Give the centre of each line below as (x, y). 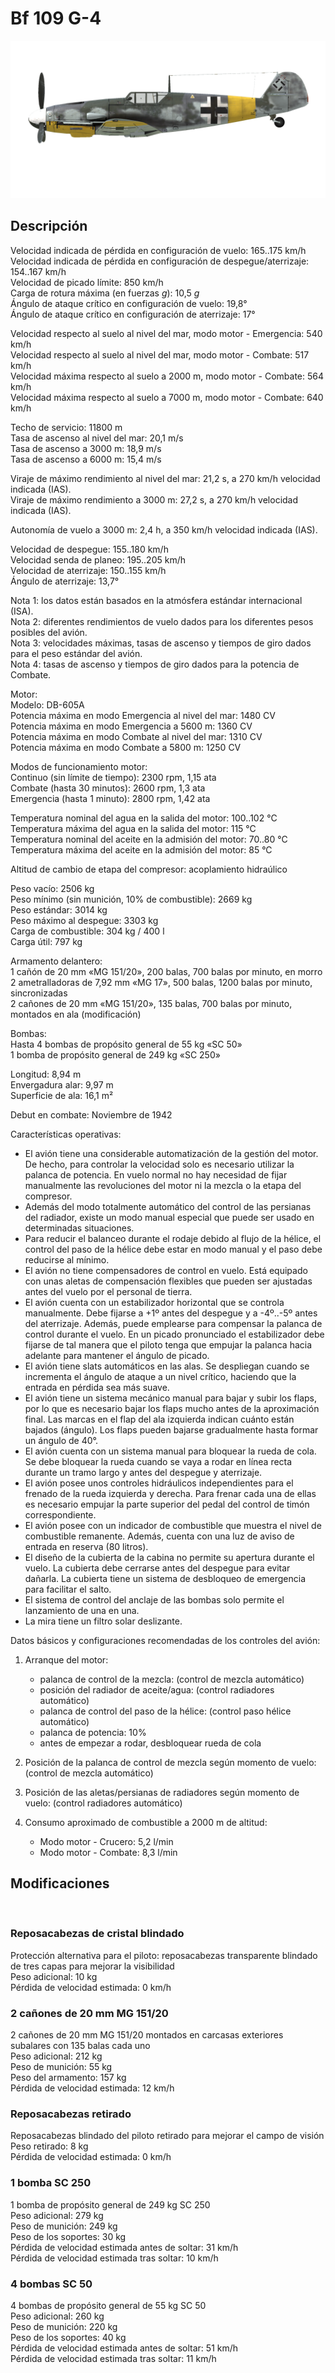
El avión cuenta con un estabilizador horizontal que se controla (154, 1302)
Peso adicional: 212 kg (56, 2056)
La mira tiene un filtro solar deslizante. (103, 1621)
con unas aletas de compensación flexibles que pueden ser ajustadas (168, 1281)
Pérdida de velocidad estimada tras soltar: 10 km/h (114, 2258)
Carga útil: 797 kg (46, 941)
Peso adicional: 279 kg (57, 2215)
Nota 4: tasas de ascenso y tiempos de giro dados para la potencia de (155, 664)
